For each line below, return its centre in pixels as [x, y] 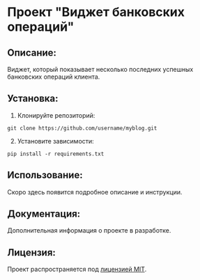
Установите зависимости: [55, 141]
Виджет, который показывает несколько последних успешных [100, 69]
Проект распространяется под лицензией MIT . [77, 270]
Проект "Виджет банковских [96, 12]
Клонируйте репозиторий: [56, 115]
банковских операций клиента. [54, 77]
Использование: [45, 175]
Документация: [44, 214]
